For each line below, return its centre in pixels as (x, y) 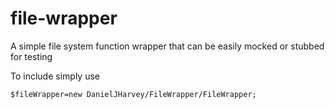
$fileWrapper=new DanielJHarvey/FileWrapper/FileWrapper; (133, 94)
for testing (31, 56)
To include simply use (55, 76)
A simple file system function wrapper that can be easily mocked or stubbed (167, 46)
